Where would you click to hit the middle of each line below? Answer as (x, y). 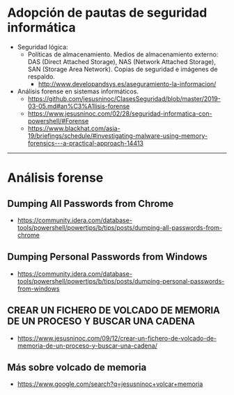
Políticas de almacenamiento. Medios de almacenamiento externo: (123, 54)
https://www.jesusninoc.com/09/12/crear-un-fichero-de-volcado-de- (117, 338)
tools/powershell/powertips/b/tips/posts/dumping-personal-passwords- (121, 281)
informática (41, 28)
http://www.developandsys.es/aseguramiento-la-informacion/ (127, 84)
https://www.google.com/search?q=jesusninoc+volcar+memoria (110, 384)
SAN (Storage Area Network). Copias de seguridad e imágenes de (123, 69)
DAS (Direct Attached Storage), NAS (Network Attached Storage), (122, 61)
